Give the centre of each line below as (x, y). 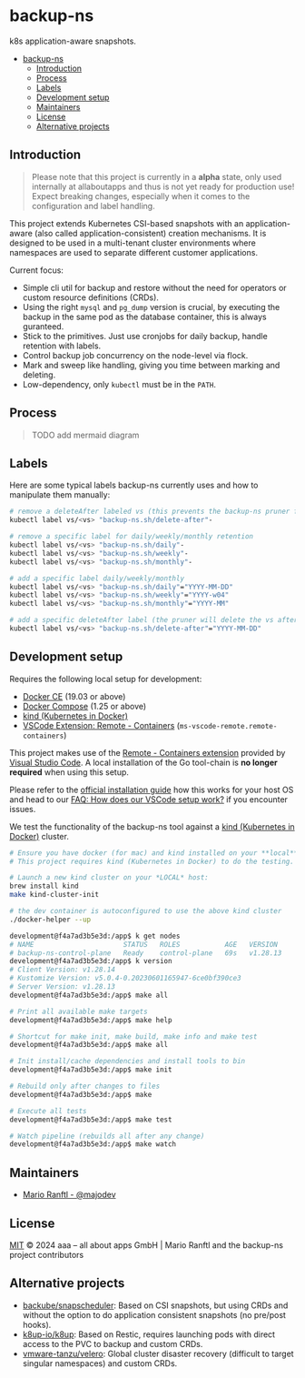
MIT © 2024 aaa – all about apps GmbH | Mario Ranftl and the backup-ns (147, 1245)
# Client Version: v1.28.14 (63, 970)
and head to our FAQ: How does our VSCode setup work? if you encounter (149, 799)
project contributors (47, 1254)
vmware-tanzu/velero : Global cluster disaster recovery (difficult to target (158, 1353)
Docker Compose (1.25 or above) (84, 706)
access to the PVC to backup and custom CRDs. (113, 1343)
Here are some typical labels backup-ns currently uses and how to (134, 485)
